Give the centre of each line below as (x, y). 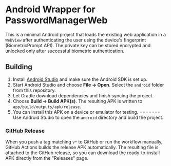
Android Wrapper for (51, 9)
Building (19, 67)
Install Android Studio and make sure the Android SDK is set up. (80, 79)
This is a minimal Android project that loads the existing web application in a (85, 34)
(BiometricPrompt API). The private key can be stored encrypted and (78, 45)
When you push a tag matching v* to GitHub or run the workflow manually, (84, 142)
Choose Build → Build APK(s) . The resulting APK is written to (78, 101)
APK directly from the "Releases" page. (47, 158)
